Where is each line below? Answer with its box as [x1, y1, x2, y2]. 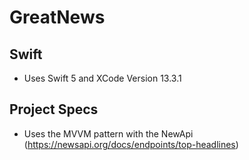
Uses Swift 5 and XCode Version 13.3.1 [23, 72, 182, 84]
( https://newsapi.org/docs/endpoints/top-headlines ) [23, 138, 239, 150]
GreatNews [9, 6, 106, 29]
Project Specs [9, 101, 99, 118]
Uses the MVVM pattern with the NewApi [23, 127, 194, 140]
